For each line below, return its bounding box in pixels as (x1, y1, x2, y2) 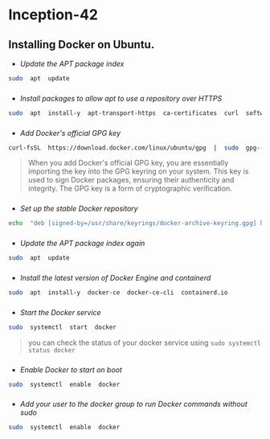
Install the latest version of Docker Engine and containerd (19, 273, 211, 282)
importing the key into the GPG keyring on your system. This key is (27, 166, 249, 176)
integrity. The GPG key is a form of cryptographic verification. (27, 183, 233, 194)
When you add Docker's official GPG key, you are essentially (27, 158, 229, 168)
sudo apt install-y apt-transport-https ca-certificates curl (8, 109, 239, 117)
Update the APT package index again (19, 239, 145, 248)
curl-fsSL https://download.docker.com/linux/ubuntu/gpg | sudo (8, 143, 239, 152)
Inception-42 (8, 6, 99, 24)
